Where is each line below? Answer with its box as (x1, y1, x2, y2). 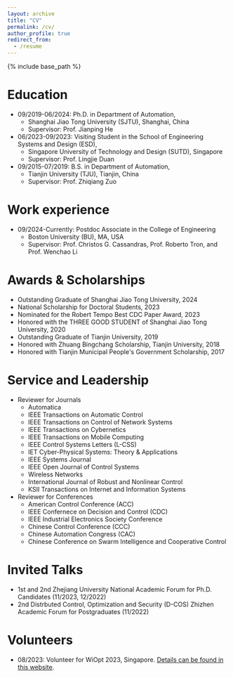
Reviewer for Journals (17, 395, 81, 404)
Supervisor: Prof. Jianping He (27, 124, 114, 133)
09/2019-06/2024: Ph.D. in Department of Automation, (17, 110, 176, 118)
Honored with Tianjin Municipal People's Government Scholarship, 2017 (17, 347, 225, 356)
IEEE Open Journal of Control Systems (27, 462, 140, 471)
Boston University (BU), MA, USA (27, 233, 124, 241)
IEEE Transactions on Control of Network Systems (27, 417, 173, 426)
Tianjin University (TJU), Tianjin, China (27, 169, 139, 178)
